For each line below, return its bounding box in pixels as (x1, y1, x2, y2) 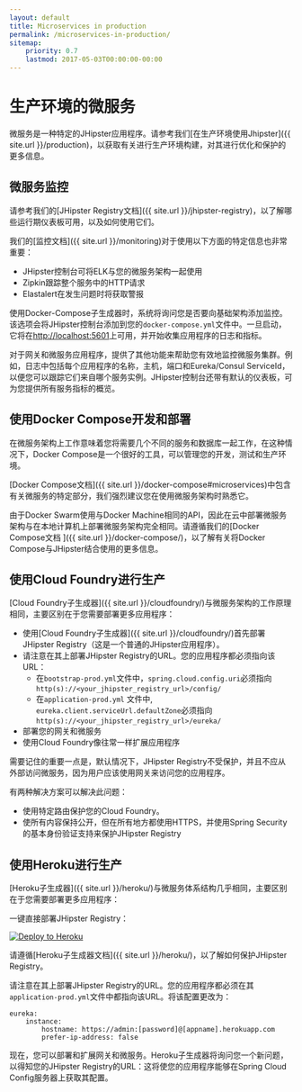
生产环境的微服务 (9, 96, 137, 117)
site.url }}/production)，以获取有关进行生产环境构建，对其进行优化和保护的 (9, 139, 287, 149)
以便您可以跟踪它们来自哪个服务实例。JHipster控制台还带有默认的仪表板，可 (9, 371, 293, 383)
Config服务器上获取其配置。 (9, 1072, 114, 1083)
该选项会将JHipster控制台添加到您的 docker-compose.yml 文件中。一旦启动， (9, 319, 287, 329)
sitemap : (9, 38, 42, 48)
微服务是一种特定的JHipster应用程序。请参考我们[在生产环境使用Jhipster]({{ (9, 128, 291, 139)
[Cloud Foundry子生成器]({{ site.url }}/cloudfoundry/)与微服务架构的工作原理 (9, 598, 292, 609)
